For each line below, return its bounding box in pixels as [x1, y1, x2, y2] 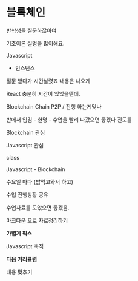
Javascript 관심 [6, 141, 44, 149]
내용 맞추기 [6, 268, 33, 276]
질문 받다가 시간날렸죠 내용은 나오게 [6, 77, 91, 84]
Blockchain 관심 [6, 129, 45, 136]
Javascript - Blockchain [6, 165, 65, 173]
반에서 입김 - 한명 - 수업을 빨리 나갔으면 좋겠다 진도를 [6, 116, 132, 123]
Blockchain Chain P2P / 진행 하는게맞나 [6, 103, 102, 110]
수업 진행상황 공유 [6, 191, 48, 198]
